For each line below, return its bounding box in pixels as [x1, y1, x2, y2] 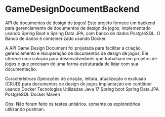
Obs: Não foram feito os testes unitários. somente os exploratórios [5, 101, 140, 107]
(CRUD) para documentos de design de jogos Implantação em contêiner [5, 80, 152, 87]
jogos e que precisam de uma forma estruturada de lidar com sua [5, 61, 138, 67]
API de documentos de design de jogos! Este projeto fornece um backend [5, 20, 156, 26]
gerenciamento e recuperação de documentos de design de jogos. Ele [5, 50, 149, 56]
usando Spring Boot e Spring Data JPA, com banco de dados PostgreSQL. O [5, 30, 161, 36]
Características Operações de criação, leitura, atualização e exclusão [5, 76, 147, 81]
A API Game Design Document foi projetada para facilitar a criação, [5, 45, 142, 51]
